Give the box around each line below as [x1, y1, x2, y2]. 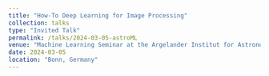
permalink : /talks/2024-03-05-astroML [8, 33, 138, 42]
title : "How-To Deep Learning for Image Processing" [8, 11, 188, 20]
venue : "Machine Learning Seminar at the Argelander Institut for [8, 41, 235, 49]
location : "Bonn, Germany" [8, 56, 98, 64]
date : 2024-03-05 [8, 48, 66, 56]
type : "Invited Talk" [8, 26, 81, 34]
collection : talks [8, 19, 70, 27]
